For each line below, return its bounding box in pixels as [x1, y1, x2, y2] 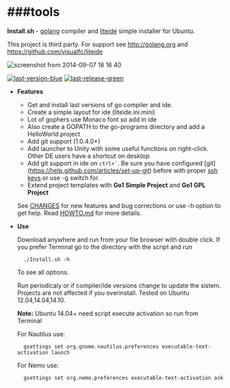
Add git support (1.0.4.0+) [27, 137, 101, 145]
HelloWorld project [27, 130, 80, 138]
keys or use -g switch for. [27, 173, 100, 182]
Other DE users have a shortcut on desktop [27, 152, 150, 160]
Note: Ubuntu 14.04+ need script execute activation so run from [16, 309, 199, 317]
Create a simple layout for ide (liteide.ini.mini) [27, 108, 156, 116]
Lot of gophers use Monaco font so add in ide [27, 115, 157, 124]
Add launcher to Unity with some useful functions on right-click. [27, 144, 209, 152]
